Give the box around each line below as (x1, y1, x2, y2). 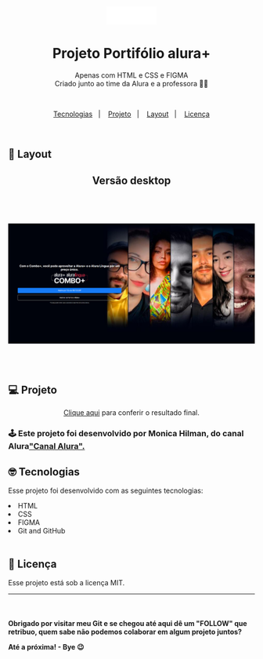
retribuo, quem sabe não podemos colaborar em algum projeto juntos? (8, 627, 243, 636)
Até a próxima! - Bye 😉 (8, 642, 85, 651)
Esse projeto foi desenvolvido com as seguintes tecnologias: (8, 486, 204, 496)
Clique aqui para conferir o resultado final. (63, 408, 200, 417)
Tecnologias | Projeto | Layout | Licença (53, 109, 210, 119)
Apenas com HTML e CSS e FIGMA (74, 71, 189, 80)
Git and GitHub (18, 526, 66, 536)
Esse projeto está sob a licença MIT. (8, 578, 125, 588)
